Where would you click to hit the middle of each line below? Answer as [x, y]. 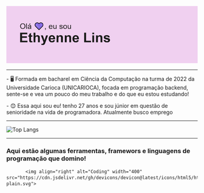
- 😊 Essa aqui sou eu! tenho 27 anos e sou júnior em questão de [87, 106]
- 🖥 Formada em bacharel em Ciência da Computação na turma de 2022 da [100, 79]
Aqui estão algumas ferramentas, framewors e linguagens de [98, 151]
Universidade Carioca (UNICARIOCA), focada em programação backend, [97, 88]
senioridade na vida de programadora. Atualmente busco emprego [90, 113]
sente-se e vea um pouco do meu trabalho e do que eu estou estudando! [98, 94]
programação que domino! [46, 159]
